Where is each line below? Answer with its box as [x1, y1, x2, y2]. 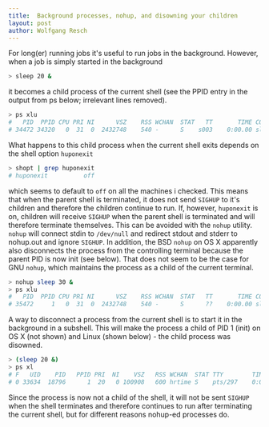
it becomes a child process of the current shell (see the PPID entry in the [8, 87, 248, 97]
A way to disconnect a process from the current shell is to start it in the [8, 315, 243, 325]
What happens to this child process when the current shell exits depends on [8, 140, 259, 150]
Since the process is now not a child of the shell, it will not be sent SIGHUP [8, 393, 250, 402]
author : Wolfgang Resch [8, 26, 88, 34]
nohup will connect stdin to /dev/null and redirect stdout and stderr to [8, 229, 238, 238]
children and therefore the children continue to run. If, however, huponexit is [8, 203, 259, 213]
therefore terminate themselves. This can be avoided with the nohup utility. [8, 220, 253, 229]
